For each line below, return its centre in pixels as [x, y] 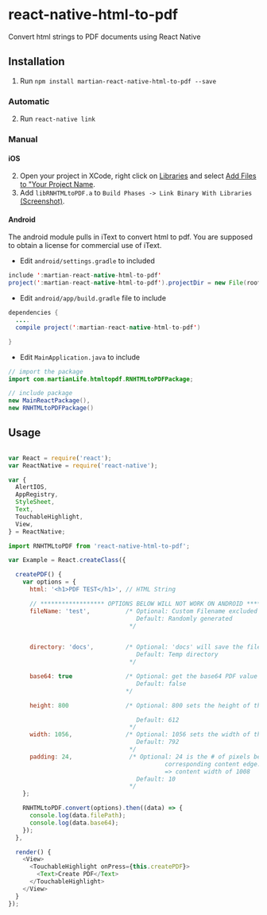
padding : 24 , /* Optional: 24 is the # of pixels [139, 757]
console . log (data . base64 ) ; [74, 823]
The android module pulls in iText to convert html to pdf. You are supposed [130, 237]
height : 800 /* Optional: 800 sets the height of [139, 705]
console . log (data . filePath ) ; [77, 816]
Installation [37, 62]
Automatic [29, 101]
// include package [41, 394]
